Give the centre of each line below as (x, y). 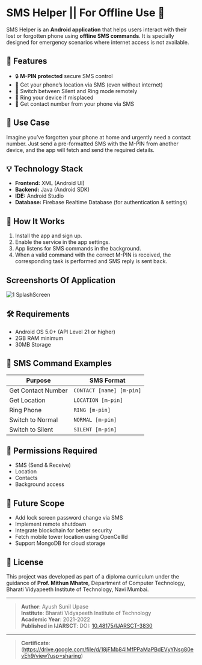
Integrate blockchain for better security (63, 530)
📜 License (25, 562)
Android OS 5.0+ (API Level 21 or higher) (65, 332)
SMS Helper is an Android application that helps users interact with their (96, 29)
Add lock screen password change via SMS (69, 518)
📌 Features (27, 61)
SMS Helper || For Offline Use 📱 (86, 13)
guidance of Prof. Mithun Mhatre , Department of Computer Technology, (96, 583)
